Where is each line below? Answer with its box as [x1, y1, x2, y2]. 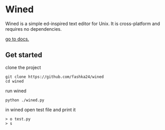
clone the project [5, 64, 41, 70]
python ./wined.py [5, 97, 44, 103]
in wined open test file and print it [5, 106, 76, 113]
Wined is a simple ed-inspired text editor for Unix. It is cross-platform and [5, 20, 160, 27]
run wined [5, 88, 27, 94]
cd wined [5, 78, 24, 84]
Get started [5, 51, 42, 59]
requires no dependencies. [5, 26, 62, 32]
